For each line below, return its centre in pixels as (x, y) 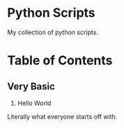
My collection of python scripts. (53, 32)
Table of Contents (60, 61)
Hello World (34, 103)
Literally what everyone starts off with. (62, 116)
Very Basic (31, 86)
